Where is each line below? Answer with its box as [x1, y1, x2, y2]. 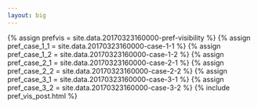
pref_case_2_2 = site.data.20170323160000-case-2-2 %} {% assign [7, 66, 228, 75]
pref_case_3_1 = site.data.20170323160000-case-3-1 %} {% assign [7, 74, 224, 84]
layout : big [7, 11, 46, 20]
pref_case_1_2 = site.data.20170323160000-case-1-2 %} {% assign [7, 49, 224, 59]
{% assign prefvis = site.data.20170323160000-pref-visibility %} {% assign [7, 33, 251, 42]
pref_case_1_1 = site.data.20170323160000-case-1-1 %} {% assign [7, 41, 221, 51]
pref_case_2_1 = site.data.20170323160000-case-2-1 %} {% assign [7, 58, 224, 67]
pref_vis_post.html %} [7, 91, 78, 100]
